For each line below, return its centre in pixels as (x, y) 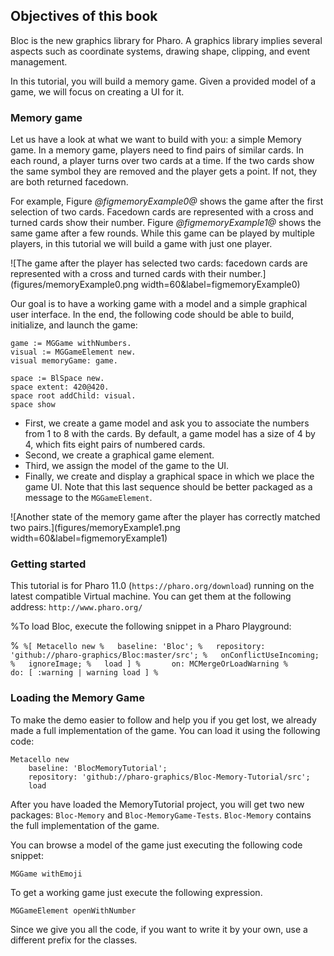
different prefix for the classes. (74, 940)
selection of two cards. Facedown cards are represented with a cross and (162, 212)
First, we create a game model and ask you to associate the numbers (167, 423)
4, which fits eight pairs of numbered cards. (115, 445)
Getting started (48, 564)
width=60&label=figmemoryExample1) (89, 538)
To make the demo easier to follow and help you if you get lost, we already (163, 720)
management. (39, 61)
